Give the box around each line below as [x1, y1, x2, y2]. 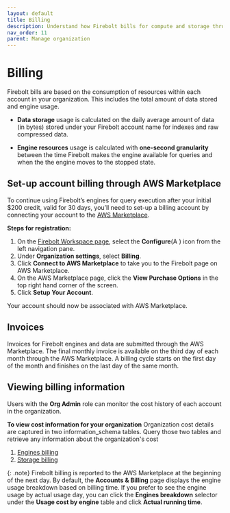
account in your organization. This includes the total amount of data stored [7, 95, 218, 104]
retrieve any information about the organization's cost [7, 435, 159, 443]
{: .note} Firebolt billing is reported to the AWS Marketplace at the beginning [7, 468, 221, 477]
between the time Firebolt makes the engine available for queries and [16, 151, 213, 159]
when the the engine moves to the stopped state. [16, 158, 156, 167]
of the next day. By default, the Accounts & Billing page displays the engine [7, 476, 221, 484]
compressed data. [16, 130, 68, 139]
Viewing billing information [7, 381, 125, 393]
